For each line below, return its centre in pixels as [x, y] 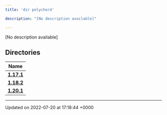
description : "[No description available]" [51, 19]
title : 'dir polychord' [30, 10]
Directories [23, 52]
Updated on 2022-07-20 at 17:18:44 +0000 [49, 108]
